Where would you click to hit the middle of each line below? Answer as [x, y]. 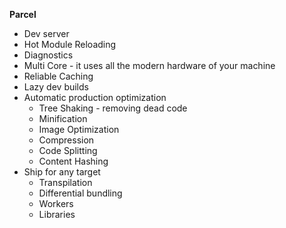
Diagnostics [48, 55]
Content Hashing [73, 161]
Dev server [46, 33]
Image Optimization [79, 129]
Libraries [57, 214]
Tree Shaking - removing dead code [113, 108]
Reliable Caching [58, 76]
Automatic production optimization [95, 97]
